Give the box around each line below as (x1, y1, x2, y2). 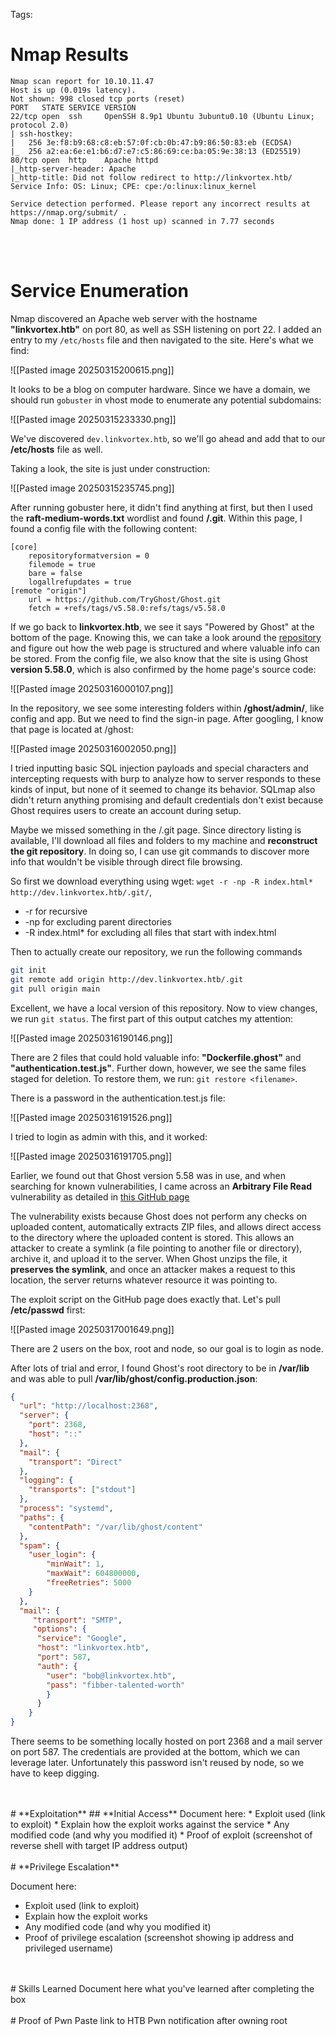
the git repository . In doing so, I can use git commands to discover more (10, 845, 310, 857)
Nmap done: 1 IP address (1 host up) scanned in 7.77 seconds (10, 216, 275, 226)
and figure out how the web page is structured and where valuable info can (10, 642, 321, 654)
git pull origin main (10, 984, 101, 994)
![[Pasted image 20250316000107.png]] (10, 682, 174, 694)
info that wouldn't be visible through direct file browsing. (10, 855, 243, 868)
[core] (10, 542, 38, 552)
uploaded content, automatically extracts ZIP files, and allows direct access (10, 1220, 322, 1233)
